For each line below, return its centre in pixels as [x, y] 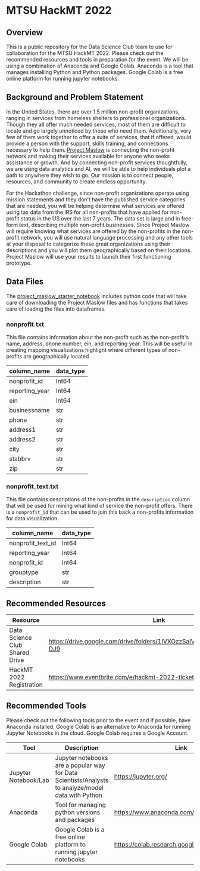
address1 [22, 430]
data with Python [79, 795]
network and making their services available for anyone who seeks [88, 156]
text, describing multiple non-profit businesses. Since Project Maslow [104, 225]
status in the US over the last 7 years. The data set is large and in [100, 218]
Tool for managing [80, 805]
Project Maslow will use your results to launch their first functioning [89, 256]
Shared [19, 653]
